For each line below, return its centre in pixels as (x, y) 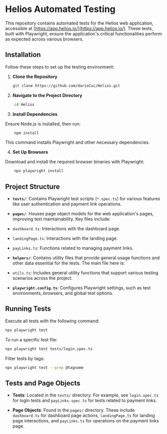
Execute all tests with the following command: (52, 321)
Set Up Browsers (30, 152)
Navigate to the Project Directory (47, 95)
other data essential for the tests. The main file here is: (68, 263)
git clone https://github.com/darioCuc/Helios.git (66, 86)
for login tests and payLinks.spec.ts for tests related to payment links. (85, 400)
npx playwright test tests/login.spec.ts (49, 349)
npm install (26, 133)
